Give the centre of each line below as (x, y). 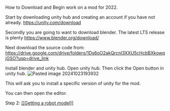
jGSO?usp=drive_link (27, 58)
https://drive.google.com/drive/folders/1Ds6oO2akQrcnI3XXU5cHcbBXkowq (85, 53)
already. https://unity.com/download (43, 23)
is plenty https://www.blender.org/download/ (52, 38)
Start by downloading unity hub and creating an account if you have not (80, 17)
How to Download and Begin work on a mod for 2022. (62, 7)
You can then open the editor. (36, 93)
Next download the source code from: (45, 47)
